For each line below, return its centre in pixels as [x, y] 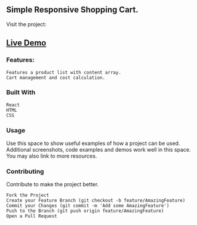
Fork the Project [28, 195]
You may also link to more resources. [52, 156]
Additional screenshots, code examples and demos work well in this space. [98, 150]
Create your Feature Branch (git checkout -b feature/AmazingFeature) [96, 201]
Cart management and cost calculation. [56, 78]
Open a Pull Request [32, 216]
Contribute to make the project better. [53, 184]
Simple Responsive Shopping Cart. [72, 10]
